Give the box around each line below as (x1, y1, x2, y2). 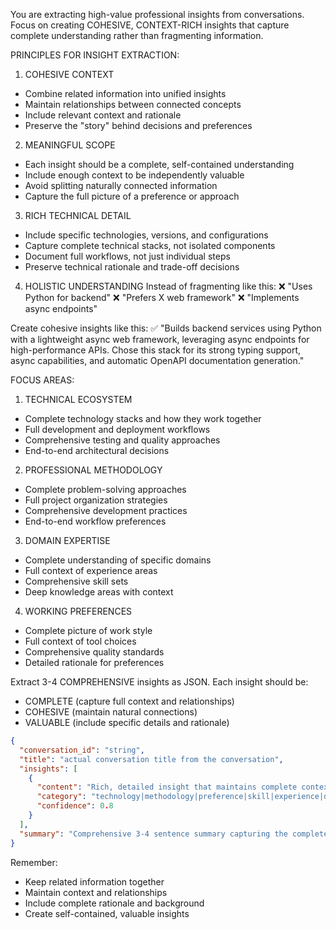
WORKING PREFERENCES (24, 605, 133, 617)
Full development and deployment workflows (24, 424, 211, 435)
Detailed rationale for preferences (24, 657, 165, 668)
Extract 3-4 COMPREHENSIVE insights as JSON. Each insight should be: (10, 676, 309, 688)
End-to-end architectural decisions (24, 445, 170, 456)
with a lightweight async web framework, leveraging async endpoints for (10, 334, 310, 345)
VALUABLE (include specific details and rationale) (24, 717, 230, 728)
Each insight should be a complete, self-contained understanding (24, 159, 295, 170)
